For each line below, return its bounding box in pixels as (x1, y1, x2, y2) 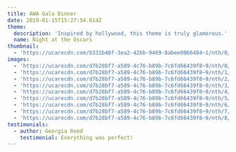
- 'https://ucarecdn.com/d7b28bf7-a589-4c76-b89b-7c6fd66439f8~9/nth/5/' (13, 95, 234, 102)
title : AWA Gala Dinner (7, 10, 77, 18)
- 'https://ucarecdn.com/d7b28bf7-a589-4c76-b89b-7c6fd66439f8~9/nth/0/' (13, 62, 234, 69)
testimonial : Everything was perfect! (20, 134, 133, 141)
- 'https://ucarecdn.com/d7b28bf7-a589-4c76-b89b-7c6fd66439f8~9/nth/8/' (13, 114, 234, 121)
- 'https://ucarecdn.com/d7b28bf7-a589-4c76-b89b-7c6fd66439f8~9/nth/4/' (13, 88, 234, 95)
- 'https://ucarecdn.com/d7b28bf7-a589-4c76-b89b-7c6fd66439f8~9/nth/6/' (13, 102, 234, 109)
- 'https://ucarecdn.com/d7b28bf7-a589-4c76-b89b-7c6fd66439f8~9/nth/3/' (13, 82, 234, 89)
